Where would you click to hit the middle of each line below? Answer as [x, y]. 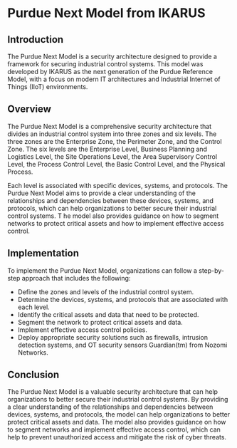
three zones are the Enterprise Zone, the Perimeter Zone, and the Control [115, 141]
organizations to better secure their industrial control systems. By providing [118, 400]
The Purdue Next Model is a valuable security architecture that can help [113, 392]
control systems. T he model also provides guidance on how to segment [113, 216]
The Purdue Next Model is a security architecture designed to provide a [112, 56]
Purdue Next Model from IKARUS [106, 13]
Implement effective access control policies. [83, 330]
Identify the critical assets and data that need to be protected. [108, 314]
